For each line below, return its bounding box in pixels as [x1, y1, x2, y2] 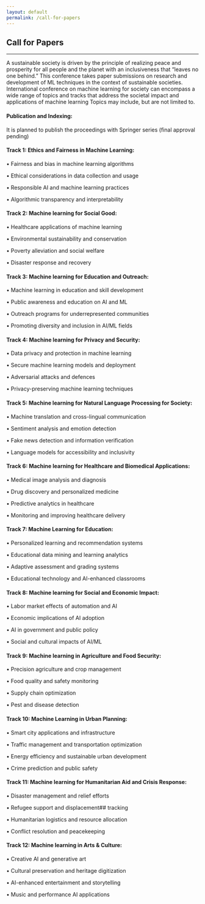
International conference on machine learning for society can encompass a [6, 85, 195, 92]
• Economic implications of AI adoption [6, 614, 105, 622]
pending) [6, 132, 29, 140]
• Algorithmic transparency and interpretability [6, 195, 124, 203]
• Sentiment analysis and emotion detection [6, 425, 117, 432]
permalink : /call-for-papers [6, 15, 81, 21]
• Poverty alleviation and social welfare [6, 247, 105, 254]
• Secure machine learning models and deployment [6, 362, 136, 369]
